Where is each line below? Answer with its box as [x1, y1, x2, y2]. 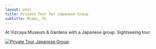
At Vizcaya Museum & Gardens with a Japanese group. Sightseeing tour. [5, 30, 152, 35]
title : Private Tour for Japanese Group [5, 12, 89, 16]
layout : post [5, 7, 32, 12]
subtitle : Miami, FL [5, 16, 47, 21]
